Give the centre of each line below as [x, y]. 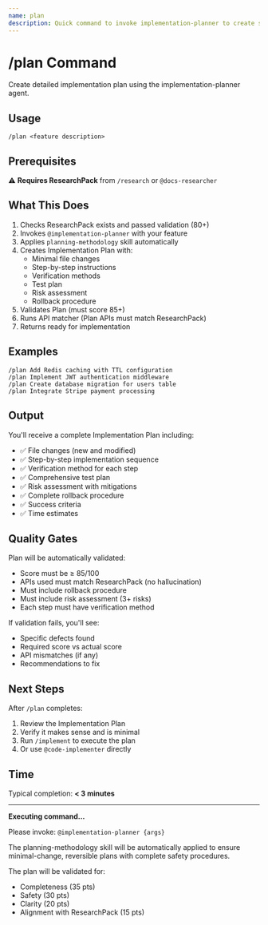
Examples [33, 352]
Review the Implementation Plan [73, 724]
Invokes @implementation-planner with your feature [104, 233]
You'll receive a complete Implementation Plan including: [101, 435]
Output [26, 416]
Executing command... [47, 816]
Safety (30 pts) [45, 895]
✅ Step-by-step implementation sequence [89, 459]
